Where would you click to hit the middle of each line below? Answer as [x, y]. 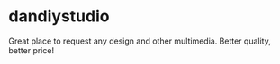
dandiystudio [59, 16]
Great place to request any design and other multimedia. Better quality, [140, 41]
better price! [32, 50]
